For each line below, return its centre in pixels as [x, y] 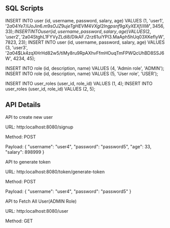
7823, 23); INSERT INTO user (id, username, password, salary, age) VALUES [85, 42]
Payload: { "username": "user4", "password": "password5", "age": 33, [78, 146]
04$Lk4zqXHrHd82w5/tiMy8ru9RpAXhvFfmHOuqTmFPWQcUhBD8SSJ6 [88, 53]
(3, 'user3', [16, 47]
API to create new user [29, 117]
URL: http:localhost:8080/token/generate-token [55, 172]
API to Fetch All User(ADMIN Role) [41, 201]
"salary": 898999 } [25, 152]
